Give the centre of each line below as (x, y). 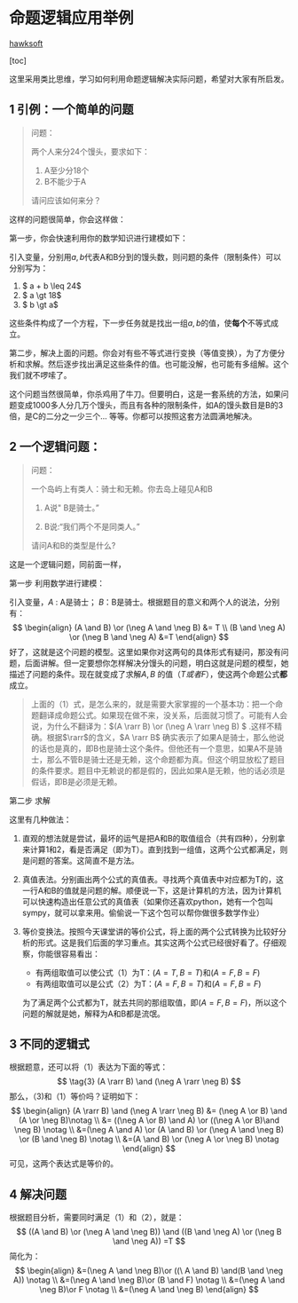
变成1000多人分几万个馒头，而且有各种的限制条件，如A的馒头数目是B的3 (150, 405)
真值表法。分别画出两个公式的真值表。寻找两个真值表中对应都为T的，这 (153, 879)
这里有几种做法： (40, 819)
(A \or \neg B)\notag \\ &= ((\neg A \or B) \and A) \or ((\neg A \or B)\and (149, 1120)
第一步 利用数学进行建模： (57, 583)
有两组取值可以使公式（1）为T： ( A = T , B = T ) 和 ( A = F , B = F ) (148, 972)
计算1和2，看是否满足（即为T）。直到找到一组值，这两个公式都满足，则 (159, 849)
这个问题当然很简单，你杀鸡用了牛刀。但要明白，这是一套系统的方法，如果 (145, 394)
